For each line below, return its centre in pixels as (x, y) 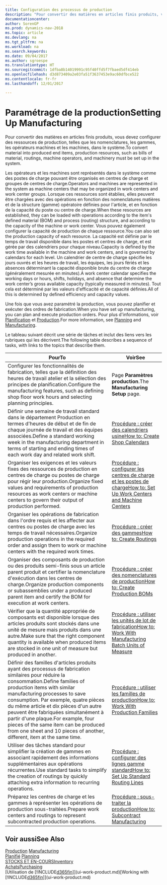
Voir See (136, 357)
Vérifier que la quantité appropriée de (51, 611)
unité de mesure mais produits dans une (54, 630)
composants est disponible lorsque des (53, 617)
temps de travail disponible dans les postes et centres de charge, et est (78, 241)
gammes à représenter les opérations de (55, 803)
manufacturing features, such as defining (56, 390)
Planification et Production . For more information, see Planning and (73, 320)
